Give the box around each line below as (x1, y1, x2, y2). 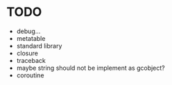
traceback (16, 56, 46, 64)
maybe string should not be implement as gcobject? (16, 64, 166, 72)
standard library (16, 41, 62, 50)
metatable (16, 34, 46, 42)
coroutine (16, 70, 44, 79)
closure (16, 49, 39, 57)
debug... (16, 27, 41, 35)
